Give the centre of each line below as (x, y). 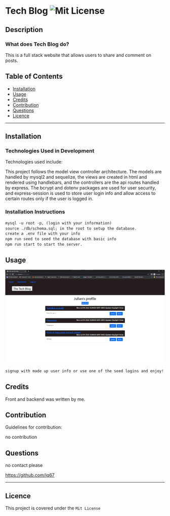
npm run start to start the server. (44, 245)
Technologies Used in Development (50, 151)
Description (24, 30)
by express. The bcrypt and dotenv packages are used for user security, (81, 188)
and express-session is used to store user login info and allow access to (80, 193)
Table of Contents (34, 76)
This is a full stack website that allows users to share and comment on (78, 55)
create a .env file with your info (43, 234)
